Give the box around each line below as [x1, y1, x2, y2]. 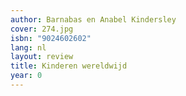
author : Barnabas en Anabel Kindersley [10, 14, 177, 25]
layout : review [10, 52, 74, 62]
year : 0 [10, 71, 43, 81]
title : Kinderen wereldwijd [10, 61, 128, 71]
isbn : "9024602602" [10, 33, 92, 43]
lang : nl [10, 42, 47, 53]
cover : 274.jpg [10, 24, 74, 34]
